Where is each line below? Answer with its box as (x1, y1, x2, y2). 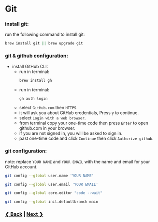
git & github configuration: (5, 52, 69, 59)
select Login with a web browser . (19, 115, 86, 121)
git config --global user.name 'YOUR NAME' (5, 173, 94, 178)
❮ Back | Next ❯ (5, 211, 43, 218)
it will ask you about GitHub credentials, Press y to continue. (19, 110, 139, 116)
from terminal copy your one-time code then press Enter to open (19, 120, 148, 126)
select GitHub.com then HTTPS (19, 105, 76, 111)
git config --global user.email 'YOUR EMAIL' (5, 182, 98, 187)
